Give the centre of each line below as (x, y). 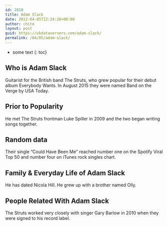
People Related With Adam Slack (57, 201)
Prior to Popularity (34, 107)
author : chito (20, 24)
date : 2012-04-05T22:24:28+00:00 (40, 19)
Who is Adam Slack (36, 68)
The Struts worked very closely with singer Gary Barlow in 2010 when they (82, 213)
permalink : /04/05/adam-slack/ (38, 38)
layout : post (19, 29)
